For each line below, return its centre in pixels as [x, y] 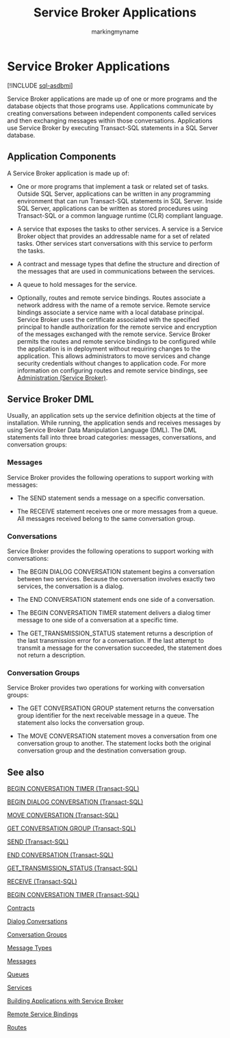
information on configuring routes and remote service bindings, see [112, 370]
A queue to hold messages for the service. [77, 284]
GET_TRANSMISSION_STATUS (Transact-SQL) [73, 868]
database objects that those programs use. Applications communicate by [110, 106]
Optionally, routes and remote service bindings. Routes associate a [111, 298]
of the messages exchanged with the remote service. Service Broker [114, 334]
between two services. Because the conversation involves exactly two [116, 579]
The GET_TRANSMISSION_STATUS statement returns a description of [115, 633]
